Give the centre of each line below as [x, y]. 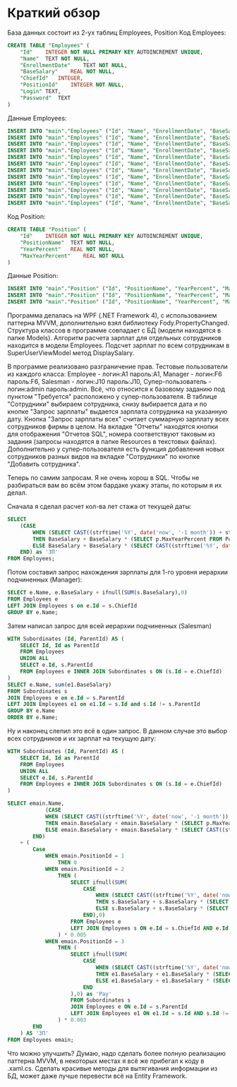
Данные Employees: [37, 118]
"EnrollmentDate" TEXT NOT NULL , [74, 65]
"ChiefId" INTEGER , [51, 78]
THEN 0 [67, 863]
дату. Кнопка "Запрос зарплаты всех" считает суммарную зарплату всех [118, 419]
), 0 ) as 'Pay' [91, 994]
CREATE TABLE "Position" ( [47, 230]
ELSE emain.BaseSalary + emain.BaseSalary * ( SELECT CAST [132, 830]
